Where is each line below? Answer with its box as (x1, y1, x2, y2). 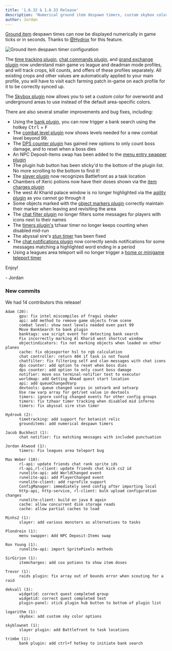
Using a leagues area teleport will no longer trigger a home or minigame (12, 249, 165, 256)
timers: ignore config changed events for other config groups (18, 394, 157, 400)
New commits (5, 287, 40, 295)
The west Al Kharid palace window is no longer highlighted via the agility (12, 190, 166, 196)
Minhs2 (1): (5, 515, 31, 520)
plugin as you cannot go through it (12, 195, 85, 201)
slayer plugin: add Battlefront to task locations (18, 627, 130, 633)
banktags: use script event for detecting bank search (18, 331, 139, 337)
